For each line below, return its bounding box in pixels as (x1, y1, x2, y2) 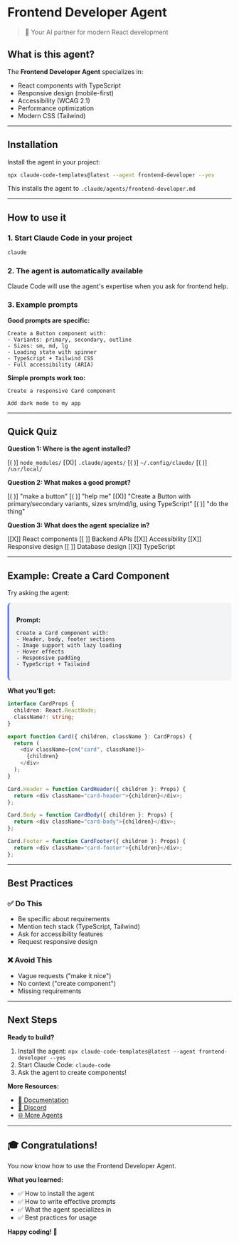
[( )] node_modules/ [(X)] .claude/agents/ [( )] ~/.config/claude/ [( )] (7, 458, 208, 467)
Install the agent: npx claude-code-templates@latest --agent (17, 1047, 196, 1055)
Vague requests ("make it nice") (17, 971, 112, 980)
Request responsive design (17, 938, 98, 946)
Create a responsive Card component (7, 387, 116, 394)
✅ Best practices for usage (17, 1213, 97, 1222)
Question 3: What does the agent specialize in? (7, 521, 150, 530)
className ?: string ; (14, 713, 75, 720)
